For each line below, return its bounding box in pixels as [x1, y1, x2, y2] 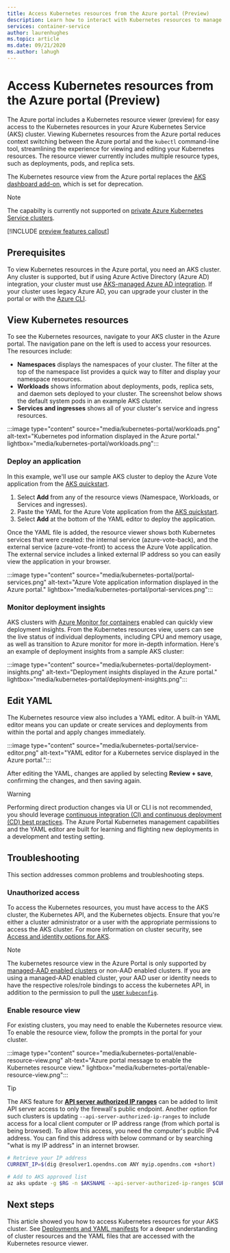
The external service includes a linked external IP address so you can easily [7, 550, 221, 558]
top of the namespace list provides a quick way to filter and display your [16, 368, 221, 376]
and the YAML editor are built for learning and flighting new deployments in [7, 825, 219, 833]
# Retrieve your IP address [7, 1155, 88, 1162]
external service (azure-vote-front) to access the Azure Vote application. [7, 542, 213, 551]
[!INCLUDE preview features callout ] [7, 227, 110, 235]
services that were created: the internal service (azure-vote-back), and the [7, 535, 219, 544]
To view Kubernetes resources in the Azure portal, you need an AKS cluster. [7, 265, 221, 274]
